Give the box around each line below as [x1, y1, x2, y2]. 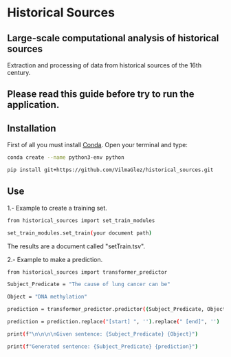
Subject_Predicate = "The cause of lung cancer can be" [7, 281, 170, 288]
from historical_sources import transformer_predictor [7, 268, 168, 276]
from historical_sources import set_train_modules [7, 217, 155, 224]
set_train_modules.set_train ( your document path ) [7, 229, 153, 237]
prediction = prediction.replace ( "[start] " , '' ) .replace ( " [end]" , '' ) [7, 318, 220, 325]
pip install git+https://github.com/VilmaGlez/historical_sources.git [7, 166, 214, 173]
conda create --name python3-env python [7, 154, 125, 161]
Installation [7, 122, 56, 134]
